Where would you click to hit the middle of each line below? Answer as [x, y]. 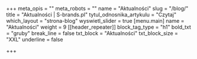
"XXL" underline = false [35, 39]
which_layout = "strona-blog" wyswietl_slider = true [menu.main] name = [95, 21]
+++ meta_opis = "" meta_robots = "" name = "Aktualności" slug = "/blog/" [97, 8]
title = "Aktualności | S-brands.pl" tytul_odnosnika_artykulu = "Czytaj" [91, 15]
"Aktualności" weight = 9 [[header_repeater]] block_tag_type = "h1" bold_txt [98, 27]
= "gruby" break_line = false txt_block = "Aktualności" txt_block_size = [92, 33]
